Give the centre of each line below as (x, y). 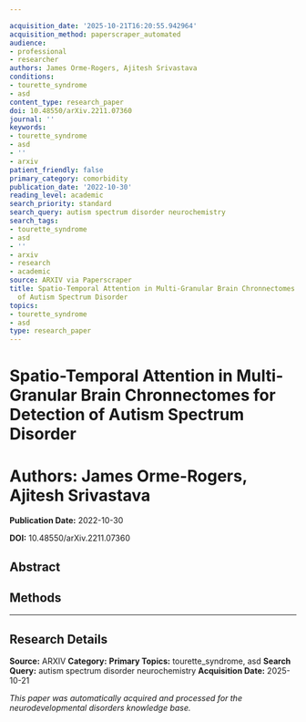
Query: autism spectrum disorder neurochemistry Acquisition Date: (138, 671)
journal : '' (32, 119)
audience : (28, 43)
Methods (36, 598)
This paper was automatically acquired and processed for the (126, 698)
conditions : (32, 77)
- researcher (34, 60)
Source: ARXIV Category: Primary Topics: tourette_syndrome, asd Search (150, 661)
